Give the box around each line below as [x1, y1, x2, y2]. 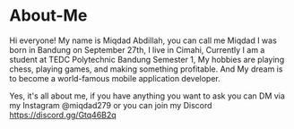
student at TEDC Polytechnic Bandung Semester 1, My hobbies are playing [9, 54, 285, 64]
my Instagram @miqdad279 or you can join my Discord [9, 99, 212, 110]
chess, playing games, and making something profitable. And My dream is [9, 64, 283, 74]
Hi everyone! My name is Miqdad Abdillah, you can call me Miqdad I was [9, 35, 278, 46]
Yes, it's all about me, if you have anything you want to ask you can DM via [9, 90, 285, 101]
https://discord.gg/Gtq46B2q [9, 109, 117, 120]
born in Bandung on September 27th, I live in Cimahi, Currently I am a [9, 44, 265, 55]
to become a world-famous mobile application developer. [9, 73, 221, 83]
